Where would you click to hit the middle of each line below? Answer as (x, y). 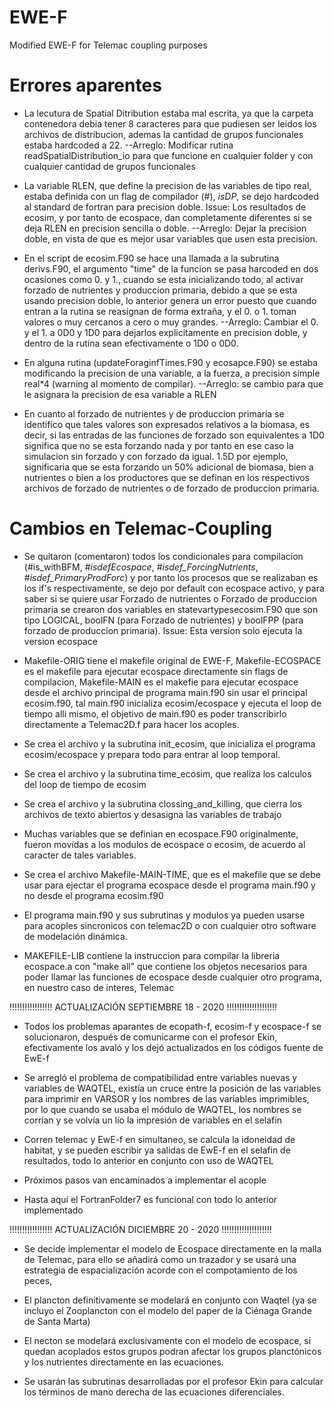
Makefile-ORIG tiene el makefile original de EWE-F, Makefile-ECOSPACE (172, 660)
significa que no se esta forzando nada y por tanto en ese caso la (158, 445)
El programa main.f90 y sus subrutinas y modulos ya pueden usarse (164, 915)
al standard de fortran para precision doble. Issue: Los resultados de (165, 207)
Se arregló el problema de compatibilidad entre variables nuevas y (160, 1077)
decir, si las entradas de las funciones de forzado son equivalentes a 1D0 (174, 435)
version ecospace (60, 641)
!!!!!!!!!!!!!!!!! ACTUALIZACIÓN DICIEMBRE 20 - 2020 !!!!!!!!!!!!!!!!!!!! (140, 1229)
